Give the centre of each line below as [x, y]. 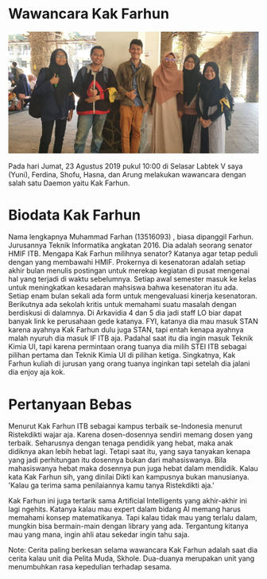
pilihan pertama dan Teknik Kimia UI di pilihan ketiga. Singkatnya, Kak [122, 356]
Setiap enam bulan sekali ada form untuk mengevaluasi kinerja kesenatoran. [133, 296]
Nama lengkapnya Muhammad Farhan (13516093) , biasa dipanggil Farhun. [131, 237]
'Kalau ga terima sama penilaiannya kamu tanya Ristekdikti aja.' [111, 485]
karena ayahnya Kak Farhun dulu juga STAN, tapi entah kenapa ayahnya [126, 330]
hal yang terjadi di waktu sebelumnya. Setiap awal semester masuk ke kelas [132, 279]
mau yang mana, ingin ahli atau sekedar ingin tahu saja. [99, 534]
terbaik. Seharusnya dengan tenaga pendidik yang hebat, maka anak [121, 443]
